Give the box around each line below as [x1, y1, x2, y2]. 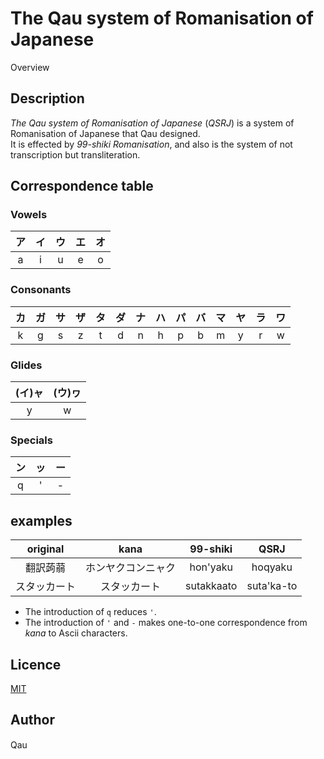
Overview [10, 61, 50, 73]
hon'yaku [189, 560, 233, 574]
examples [10, 512, 73, 529]
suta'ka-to [246, 579, 298, 593]
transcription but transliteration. [10, 148, 141, 161]
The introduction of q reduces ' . [24, 606, 157, 618]
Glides [10, 358, 43, 372]
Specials [10, 433, 53, 447]
